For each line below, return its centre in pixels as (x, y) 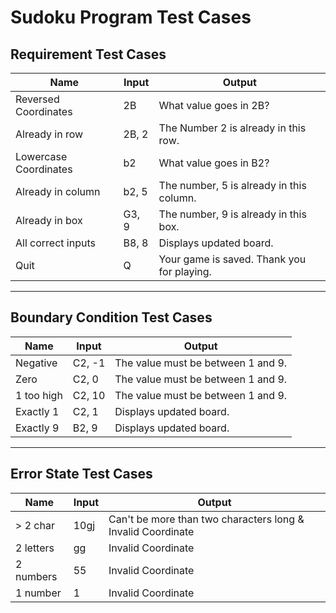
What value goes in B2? (214, 163)
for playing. (185, 271)
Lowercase (41, 156)
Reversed (37, 99)
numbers (36, 576)
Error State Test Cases (81, 474)
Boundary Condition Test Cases (111, 317)
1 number (38, 593)
